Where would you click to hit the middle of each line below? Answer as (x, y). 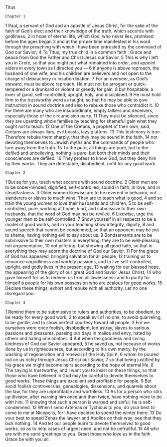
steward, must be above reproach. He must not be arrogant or (69, 84)
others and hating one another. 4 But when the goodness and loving (75, 338)
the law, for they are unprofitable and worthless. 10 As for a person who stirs (83, 391)
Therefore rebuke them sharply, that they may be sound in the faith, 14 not (82, 137)
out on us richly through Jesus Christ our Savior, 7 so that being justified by (83, 360)
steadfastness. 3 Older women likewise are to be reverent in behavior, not (81, 193)
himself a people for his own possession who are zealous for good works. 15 (84, 283)
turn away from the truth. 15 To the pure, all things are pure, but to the (77, 148)
